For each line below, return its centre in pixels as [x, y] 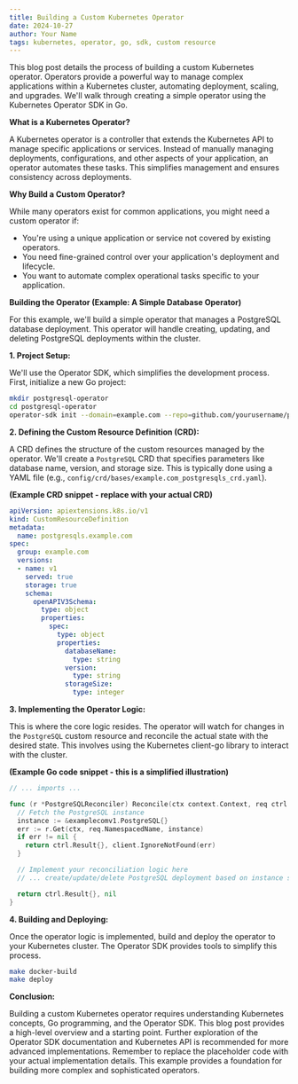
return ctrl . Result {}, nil [67, 894]
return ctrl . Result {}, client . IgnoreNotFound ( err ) [121, 845]
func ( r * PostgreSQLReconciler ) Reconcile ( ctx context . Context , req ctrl [149, 804]
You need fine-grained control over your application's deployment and [150, 257]
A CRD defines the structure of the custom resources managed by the [137, 449]
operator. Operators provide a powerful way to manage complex [126, 77]
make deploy [31, 980]
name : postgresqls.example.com [75, 536]
